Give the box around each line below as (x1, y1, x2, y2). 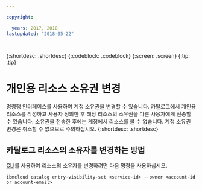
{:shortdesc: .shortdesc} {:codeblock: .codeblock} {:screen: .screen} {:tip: (6, 52, 190, 60)
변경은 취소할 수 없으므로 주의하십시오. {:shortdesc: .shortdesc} (6, 125, 159, 133)
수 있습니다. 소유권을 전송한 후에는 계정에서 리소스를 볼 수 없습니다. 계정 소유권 (6, 118, 191, 125)
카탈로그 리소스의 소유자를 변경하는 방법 (6, 145, 145, 155)
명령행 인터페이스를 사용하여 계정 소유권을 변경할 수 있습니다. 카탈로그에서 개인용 (6, 103, 197, 110)
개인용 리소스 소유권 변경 (6, 82, 121, 95)
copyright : (6, 14, 34, 20)
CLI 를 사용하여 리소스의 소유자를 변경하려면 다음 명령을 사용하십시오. (6, 162, 168, 169)
